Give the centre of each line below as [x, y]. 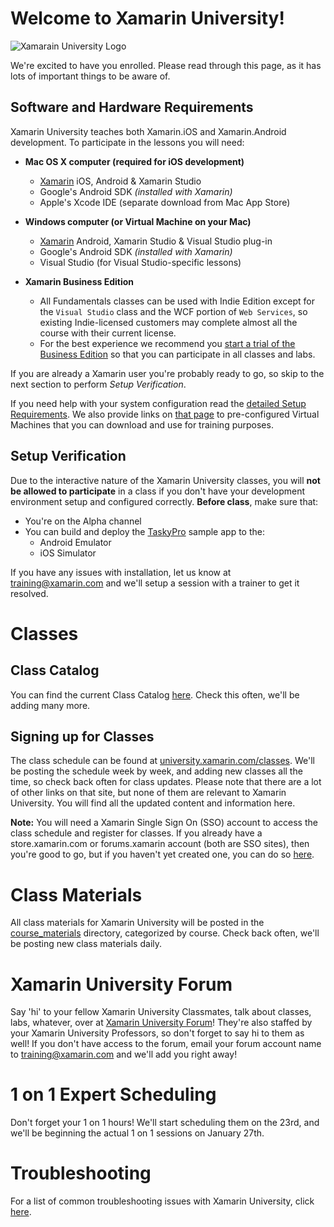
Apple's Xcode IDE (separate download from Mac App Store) [165, 202]
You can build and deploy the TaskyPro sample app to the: [144, 531]
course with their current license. [108, 333]
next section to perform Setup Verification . [98, 384]
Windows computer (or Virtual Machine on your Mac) [138, 221]
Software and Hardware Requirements [132, 107]
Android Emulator [75, 542]
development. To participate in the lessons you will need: [127, 142]
